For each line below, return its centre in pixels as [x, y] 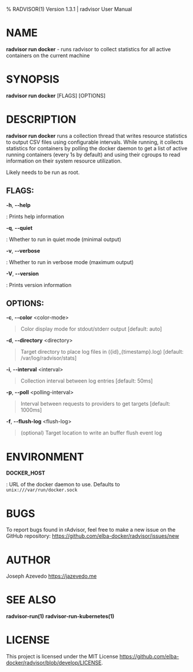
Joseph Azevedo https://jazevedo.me [51, 576]
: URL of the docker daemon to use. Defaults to [63, 485]
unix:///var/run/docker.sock [42, 490]
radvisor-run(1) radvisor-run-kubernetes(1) [60, 617]
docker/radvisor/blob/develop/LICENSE [54, 663]
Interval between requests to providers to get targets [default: [95, 404]
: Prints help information [35, 216]
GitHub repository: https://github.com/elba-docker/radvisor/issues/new [93, 536]
